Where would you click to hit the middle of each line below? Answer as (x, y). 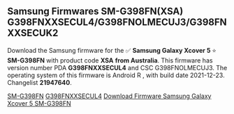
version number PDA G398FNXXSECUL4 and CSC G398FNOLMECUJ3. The (117, 67)
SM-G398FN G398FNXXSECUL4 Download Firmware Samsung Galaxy (109, 96)
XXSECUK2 (33, 33)
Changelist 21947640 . (39, 82)
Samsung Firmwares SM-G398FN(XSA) (95, 11)
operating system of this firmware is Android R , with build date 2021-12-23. (116, 75)
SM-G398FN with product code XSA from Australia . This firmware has (110, 60)
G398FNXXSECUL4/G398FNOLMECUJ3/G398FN (117, 23)
